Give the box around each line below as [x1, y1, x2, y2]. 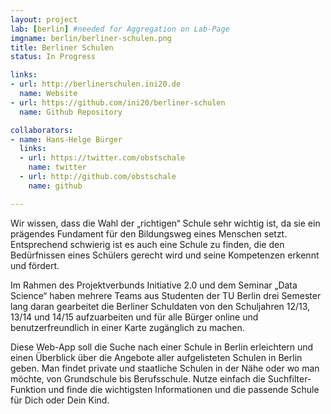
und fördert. [10, 259, 60, 271]
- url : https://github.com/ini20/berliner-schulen [10, 97, 226, 108]
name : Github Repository [19, 107, 123, 117]
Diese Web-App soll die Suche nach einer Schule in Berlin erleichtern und [10, 341, 314, 353]
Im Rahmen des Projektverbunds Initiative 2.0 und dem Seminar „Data [10, 279, 298, 291]
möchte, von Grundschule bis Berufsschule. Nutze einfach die [10, 372, 266, 385]
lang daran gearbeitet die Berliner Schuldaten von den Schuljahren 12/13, [10, 300, 311, 312]
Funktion [10, 383, 47, 395]
